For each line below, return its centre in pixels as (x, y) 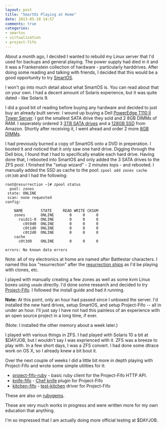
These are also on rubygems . (35, 395)
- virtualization (23, 38)
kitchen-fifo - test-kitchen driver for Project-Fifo (61, 386)
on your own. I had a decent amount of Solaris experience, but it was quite (81, 92)
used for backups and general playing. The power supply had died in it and (82, 62)
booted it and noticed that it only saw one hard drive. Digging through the (80, 149)
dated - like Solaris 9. (27, 98)
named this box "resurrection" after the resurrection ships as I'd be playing (82, 264)
